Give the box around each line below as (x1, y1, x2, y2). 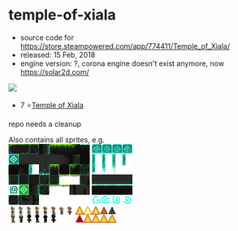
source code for (19, 33, 75, 42)
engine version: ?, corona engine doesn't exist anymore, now (19, 59, 225, 68)
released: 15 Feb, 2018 (19, 50, 96, 59)
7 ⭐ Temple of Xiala (19, 100, 84, 110)
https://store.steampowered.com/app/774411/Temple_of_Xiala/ (19, 41, 230, 50)
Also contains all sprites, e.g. (8, 134, 106, 144)
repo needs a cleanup (8, 119, 82, 129)
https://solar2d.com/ (19, 67, 89, 76)
